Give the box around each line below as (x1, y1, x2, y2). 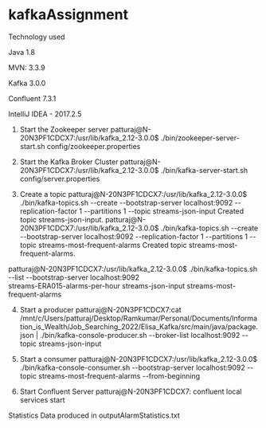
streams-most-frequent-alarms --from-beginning (38, 371, 201, 380)
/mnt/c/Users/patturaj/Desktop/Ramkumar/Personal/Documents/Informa (19, 313, 257, 323)
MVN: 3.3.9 (8, 62, 45, 73)
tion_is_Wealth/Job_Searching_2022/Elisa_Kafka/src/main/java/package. (19, 321, 259, 332)
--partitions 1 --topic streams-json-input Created (83, 206, 244, 216)
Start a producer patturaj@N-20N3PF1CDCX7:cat (19, 304, 182, 314)
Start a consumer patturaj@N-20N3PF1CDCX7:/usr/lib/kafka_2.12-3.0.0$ (19, 354, 258, 363)
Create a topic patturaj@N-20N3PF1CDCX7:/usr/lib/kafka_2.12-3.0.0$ (19, 189, 248, 198)
